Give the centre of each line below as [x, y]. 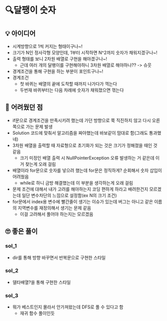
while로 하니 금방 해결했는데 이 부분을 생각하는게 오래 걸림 [77, 182]
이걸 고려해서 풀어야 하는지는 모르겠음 [57, 214]
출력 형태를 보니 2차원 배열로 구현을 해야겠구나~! [60, 59]
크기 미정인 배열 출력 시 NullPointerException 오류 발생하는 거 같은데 [87, 157]
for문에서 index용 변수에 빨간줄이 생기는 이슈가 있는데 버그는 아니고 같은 [83, 201]
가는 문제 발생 [39, 126]
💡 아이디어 [20, 33]
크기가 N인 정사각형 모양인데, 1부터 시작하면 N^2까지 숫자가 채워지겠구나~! [85, 52]
